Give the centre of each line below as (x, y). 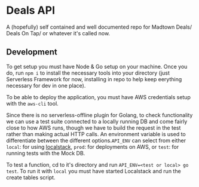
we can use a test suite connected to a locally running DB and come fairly (97, 121)
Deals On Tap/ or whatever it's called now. (58, 33)
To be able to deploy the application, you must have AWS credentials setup (99, 97)
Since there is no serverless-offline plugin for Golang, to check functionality (99, 115)
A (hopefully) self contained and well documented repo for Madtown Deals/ (99, 27)
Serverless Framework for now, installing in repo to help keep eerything (94, 79)
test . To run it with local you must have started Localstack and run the (94, 171)
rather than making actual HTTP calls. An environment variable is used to (96, 134)
